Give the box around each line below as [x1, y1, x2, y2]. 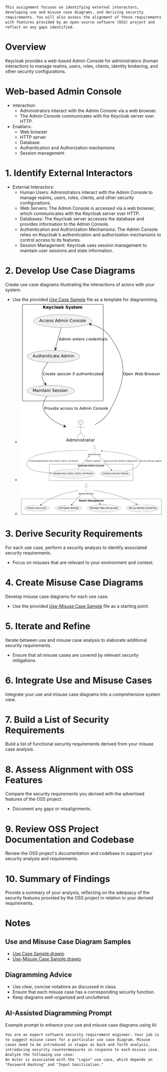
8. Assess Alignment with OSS [5, 764, 134, 775]
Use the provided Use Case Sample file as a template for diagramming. [12, 296, 159, 302]
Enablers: [12, 123, 32, 129]
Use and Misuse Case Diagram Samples [5, 937, 131, 946]
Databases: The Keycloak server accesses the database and [19, 215, 145, 221]
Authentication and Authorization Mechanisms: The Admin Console [19, 226, 158, 232]
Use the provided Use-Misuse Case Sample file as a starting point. [12, 603, 150, 609]
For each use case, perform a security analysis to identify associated [5, 544, 147, 550]
